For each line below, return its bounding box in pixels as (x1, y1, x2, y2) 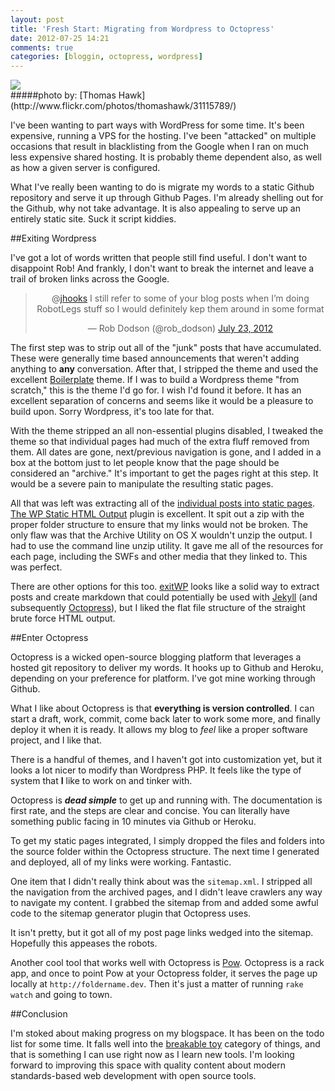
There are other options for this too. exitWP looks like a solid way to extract (10, 581, 320, 593)
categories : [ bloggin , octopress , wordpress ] (10, 52, 203, 62)
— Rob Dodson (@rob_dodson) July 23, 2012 (87, 322, 274, 335)
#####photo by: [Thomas (10, 89, 117, 101)
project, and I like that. (10, 734, 103, 746)
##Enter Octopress (10, 632, 89, 644)
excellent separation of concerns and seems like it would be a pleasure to (10, 395, 314, 407)
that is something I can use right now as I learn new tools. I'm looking (10, 1049, 295, 1061)
